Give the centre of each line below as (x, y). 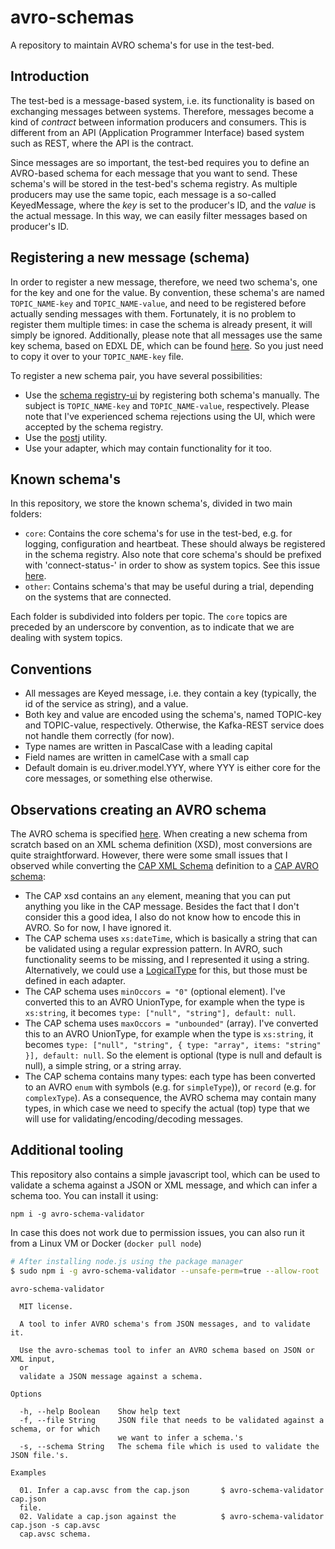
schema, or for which (55, 1429)
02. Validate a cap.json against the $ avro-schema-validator (172, 1516)
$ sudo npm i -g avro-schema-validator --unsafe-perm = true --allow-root (165, 1271)
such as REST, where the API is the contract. (102, 143)
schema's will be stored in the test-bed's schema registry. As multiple (154, 183)
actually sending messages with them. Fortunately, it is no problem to (153, 313)
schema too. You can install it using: (84, 1195)
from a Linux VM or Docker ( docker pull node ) (106, 1243)
